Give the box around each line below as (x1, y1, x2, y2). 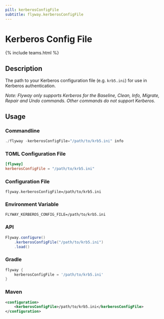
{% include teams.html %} (5, 50, 59, 56)
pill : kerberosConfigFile (5, 7, 59, 12)
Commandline (5, 127, 40, 134)
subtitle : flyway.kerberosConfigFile (5, 12, 84, 17)
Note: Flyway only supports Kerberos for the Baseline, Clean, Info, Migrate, (5, 93, 160, 99)
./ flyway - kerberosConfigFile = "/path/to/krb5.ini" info (5, 138, 124, 144)
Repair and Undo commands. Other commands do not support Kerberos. (5, 98, 156, 104)
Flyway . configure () (5, 235, 46, 240)
